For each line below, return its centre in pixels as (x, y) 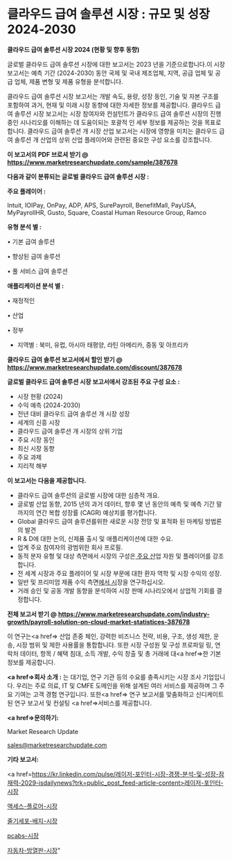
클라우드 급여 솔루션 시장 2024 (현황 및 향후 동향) (73, 49)
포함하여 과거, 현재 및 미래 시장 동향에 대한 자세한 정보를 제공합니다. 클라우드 (110, 105)
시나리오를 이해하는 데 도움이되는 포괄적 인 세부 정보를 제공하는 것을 (111, 122)
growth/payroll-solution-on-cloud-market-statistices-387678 (99, 622)
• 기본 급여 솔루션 (31, 241)
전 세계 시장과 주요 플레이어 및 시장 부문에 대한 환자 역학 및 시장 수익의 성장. (119, 573)
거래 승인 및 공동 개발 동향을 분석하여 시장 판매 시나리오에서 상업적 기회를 (116, 590)
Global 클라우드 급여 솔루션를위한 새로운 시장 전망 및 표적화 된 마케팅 (110, 521)
